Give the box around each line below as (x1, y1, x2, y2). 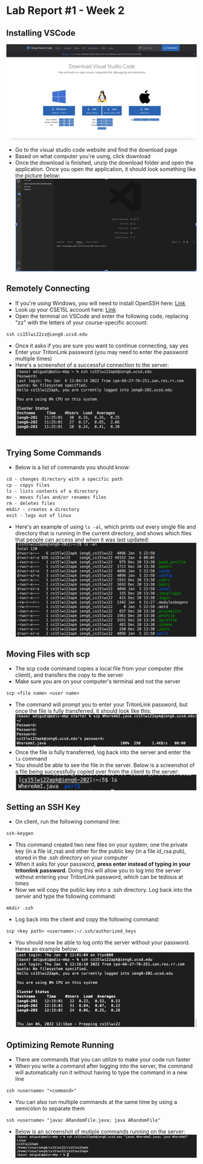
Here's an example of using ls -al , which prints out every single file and (14, 523, 196, 530)
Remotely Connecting (6, 283, 90, 294)
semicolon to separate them (14, 1105, 85, 1112)
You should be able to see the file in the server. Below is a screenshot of (14, 761, 195, 769)
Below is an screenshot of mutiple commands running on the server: (14, 1128, 185, 1136)
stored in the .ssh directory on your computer (14, 854, 129, 861)
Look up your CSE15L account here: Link (14, 306, 117, 313)
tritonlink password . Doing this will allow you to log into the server (14, 867, 181, 874)
